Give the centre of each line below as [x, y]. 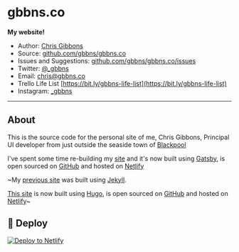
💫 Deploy [28, 223]
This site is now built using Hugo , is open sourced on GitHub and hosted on [118, 193]
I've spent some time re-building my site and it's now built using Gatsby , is [116, 158]
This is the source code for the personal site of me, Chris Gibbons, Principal [118, 137]
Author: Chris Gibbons [50, 45]
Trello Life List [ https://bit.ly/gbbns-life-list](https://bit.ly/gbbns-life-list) [122, 83]
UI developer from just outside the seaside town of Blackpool [97, 144]
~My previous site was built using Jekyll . [67, 180]
